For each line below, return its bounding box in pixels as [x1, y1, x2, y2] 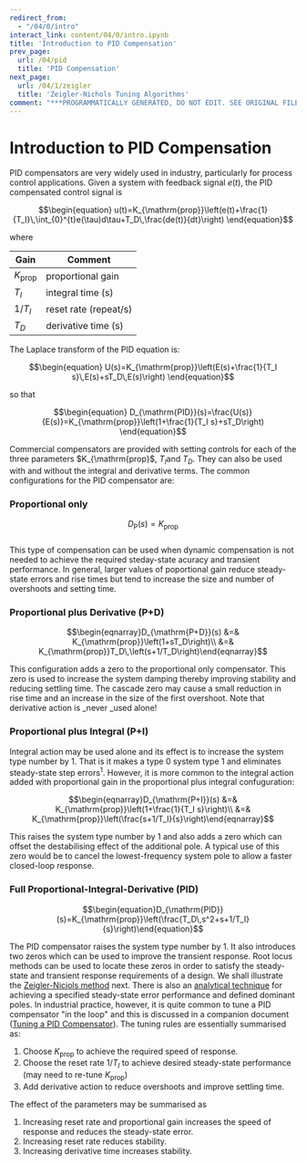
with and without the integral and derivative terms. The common [9, 465, 250, 476]
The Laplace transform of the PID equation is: [9, 344, 180, 356]
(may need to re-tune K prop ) [22, 1069, 128, 1082]
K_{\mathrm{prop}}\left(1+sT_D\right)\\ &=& [72, 636, 234, 647]
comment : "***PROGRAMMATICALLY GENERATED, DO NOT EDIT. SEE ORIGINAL [9, 98, 280, 108]
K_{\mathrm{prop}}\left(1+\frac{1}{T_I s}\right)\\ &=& [55, 804, 251, 815]
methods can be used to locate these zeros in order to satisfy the [9, 960, 255, 971]
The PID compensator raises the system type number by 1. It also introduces [9, 941, 296, 952]
